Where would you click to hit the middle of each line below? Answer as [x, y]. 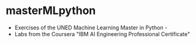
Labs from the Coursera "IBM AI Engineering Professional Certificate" [102, 34]
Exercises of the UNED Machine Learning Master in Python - [91, 28]
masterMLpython [51, 11]
